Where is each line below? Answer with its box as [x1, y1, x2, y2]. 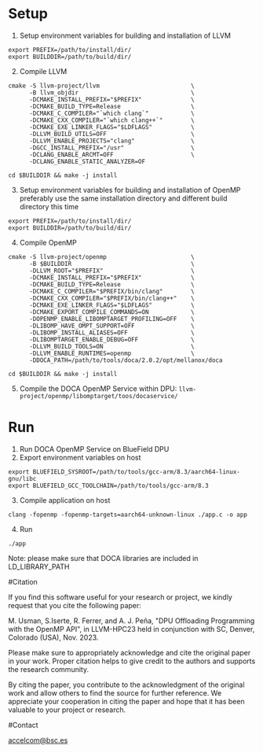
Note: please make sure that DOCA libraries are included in [8, 553, 199, 563]
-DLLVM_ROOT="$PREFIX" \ [28, 267, 195, 275]
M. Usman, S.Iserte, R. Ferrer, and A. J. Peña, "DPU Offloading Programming [8, 615, 255, 626]
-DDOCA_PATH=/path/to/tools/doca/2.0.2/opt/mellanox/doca [28, 356, 223, 364]
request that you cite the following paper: [8, 600, 141, 610]
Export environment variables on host [19, 452, 141, 462]
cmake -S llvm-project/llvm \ [8, 82, 195, 90]
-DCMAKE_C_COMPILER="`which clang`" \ [28, 109, 195, 117]
